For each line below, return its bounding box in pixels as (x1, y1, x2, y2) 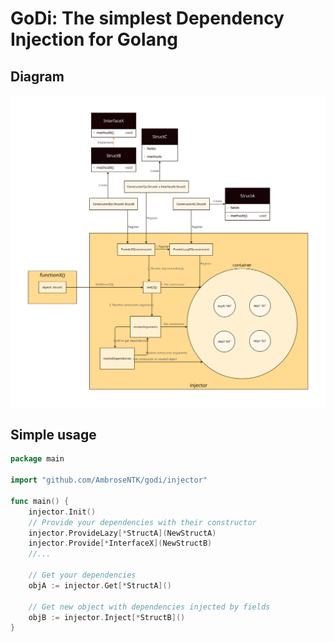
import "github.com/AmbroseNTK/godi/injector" (10, 475, 208, 486)
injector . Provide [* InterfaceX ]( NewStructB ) (28, 538, 213, 549)
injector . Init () (28, 507, 97, 517)
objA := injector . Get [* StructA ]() (28, 580, 172, 591)
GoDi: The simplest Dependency (10, 7, 285, 30)
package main (10, 454, 65, 464)
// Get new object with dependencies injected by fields (28, 602, 271, 612)
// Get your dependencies (28, 570, 137, 581)
